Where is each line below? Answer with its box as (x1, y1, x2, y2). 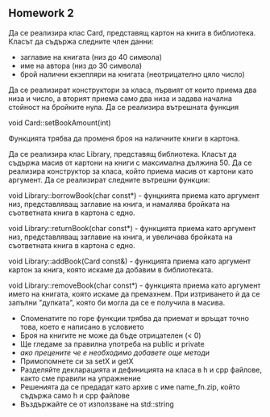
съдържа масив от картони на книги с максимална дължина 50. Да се (8, 158, 252, 167)
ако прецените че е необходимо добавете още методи (19, 347, 210, 357)
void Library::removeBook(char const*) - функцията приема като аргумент (8, 280, 261, 290)
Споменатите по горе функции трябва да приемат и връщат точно (19, 313, 250, 322)
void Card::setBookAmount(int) (8, 117, 111, 128)
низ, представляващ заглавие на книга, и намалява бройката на (8, 199, 231, 208)
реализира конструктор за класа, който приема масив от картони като (8, 166, 254, 176)
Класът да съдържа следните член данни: (8, 36, 154, 46)
